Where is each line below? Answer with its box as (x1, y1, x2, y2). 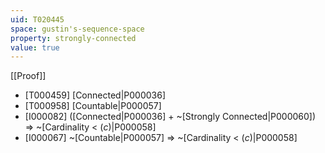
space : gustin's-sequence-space (10, 24, 145, 34)
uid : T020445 (10, 14, 65, 25)
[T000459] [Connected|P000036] (24, 89, 167, 101)
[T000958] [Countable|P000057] (24, 100, 162, 112)
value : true (10, 42, 60, 53)
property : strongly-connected (10, 33, 137, 43)
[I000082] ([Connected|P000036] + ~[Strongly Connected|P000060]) (24, 111, 317, 123)
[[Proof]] (10, 70, 47, 82)
